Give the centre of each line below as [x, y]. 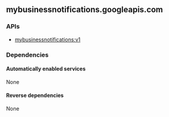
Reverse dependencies [35, 95]
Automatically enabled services [46, 69]
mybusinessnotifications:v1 [47, 39]
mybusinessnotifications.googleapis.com [84, 10]
